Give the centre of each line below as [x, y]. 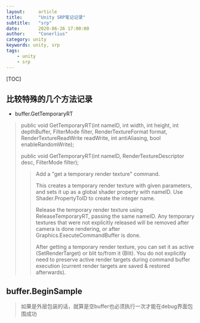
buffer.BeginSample [44, 291]
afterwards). [51, 272]
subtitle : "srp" [29, 23]
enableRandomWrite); [47, 145]
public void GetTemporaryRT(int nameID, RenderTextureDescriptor [102, 156]
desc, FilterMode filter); [50, 163]
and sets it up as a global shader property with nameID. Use [109, 192]
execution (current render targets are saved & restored [103, 266]
